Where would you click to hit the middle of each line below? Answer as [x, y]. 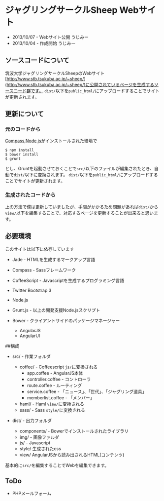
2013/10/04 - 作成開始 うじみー [44, 43]
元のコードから [23, 129]
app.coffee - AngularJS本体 [55, 373]
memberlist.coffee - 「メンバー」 [61, 397]
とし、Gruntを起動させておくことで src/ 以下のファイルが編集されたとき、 [80, 169]
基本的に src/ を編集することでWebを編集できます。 [57, 465]
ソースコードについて [37, 60]
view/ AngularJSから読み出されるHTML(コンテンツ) [72, 455]
